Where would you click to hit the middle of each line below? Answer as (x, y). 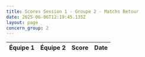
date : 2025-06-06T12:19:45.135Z (46, 17)
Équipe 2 (53, 48)
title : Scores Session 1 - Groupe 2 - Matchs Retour (72, 11)
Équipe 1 (22, 48)
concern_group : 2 (28, 28)
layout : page (22, 22)
